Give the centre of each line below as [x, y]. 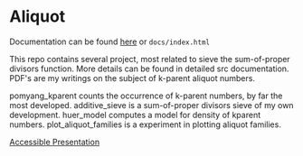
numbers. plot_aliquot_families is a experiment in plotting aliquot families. [146, 124]
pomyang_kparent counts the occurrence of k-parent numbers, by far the [146, 96]
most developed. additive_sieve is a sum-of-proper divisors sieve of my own [151, 105]
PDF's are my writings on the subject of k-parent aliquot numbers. [133, 78]
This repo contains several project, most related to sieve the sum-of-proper [150, 59]
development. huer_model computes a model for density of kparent [135, 115]
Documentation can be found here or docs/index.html [110, 41]
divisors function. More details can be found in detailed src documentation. [149, 69]
